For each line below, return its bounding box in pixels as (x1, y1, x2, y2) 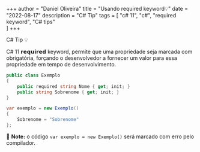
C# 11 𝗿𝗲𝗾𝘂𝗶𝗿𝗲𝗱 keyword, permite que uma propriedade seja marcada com (6, 48, 193, 55)
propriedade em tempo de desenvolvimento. (6, 61, 117, 68)
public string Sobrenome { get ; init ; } (17, 89, 120, 95)
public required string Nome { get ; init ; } (17, 83, 130, 89)
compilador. (6, 139, 36, 146)
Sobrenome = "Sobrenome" (17, 117, 79, 123)
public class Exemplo (6, 72, 61, 78)
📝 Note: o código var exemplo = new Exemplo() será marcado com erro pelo (6, 133, 194, 140)
